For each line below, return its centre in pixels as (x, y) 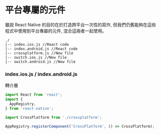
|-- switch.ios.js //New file (36, 57)
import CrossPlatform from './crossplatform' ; (54, 117)
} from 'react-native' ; (29, 108)
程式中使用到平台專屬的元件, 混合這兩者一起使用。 (56, 31)
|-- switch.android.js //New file (40, 62)
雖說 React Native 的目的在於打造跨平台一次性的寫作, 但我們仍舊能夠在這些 (80, 25)
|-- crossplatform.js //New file (39, 53)
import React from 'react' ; (34, 95)
